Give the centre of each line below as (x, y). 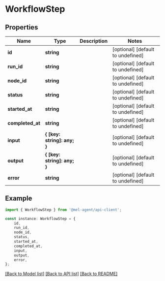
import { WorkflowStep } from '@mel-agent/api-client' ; (63, 210)
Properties (22, 27)
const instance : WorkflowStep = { (41, 219)
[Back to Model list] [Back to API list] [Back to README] (61, 274)
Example (19, 199)
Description (94, 41)
